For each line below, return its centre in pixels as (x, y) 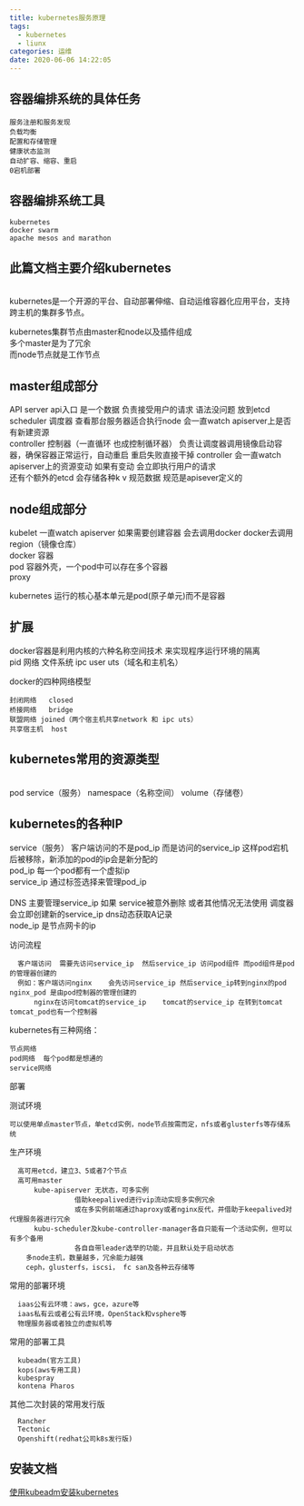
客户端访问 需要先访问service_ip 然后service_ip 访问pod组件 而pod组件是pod (156, 964)
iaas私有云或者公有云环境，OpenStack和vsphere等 (103, 1313)
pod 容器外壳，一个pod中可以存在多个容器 (89, 567)
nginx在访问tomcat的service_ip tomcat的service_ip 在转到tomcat (158, 1002)
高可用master (40, 1180)
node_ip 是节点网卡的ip (53, 925)
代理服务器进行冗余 (40, 1219)
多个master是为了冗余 (50, 343)
